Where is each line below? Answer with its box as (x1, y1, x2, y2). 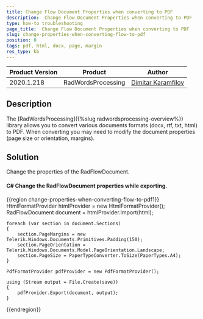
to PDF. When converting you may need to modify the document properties (6, 128, 196, 135)
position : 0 (6, 37, 37, 43)
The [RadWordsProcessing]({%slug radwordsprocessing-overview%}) (6, 115, 184, 122)
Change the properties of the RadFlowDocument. (6, 168, 130, 175)
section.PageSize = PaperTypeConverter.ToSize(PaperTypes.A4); (17, 252, 182, 259)
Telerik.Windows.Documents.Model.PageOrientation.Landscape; (6, 247, 165, 253)
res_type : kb (6, 49, 40, 55)
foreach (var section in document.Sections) (6, 220, 121, 226)
